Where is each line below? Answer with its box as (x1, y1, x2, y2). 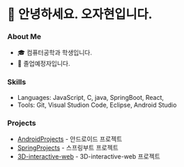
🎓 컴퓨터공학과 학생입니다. (17, 48, 93, 57)
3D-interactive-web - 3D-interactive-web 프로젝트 (17, 152, 160, 161)
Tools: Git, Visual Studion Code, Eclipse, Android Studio (17, 101, 177, 109)
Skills (7, 78, 26, 87)
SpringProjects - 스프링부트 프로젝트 (17, 144, 118, 152)
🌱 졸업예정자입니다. (17, 59, 70, 68)
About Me (7, 32, 42, 42)
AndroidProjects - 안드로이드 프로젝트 (17, 135, 123, 143)
